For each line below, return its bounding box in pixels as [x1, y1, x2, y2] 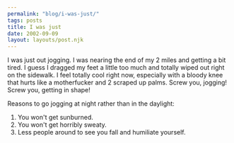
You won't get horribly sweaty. [17, 120, 107, 129]
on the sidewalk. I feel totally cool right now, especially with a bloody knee [7, 71, 223, 80]
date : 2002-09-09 [7, 30, 59, 37]
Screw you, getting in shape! [7, 86, 90, 94]
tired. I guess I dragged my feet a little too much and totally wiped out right [7, 63, 225, 72]
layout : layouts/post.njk [7, 37, 83, 44]
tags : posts [7, 17, 42, 24]
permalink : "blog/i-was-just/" [7, 10, 100, 18]
